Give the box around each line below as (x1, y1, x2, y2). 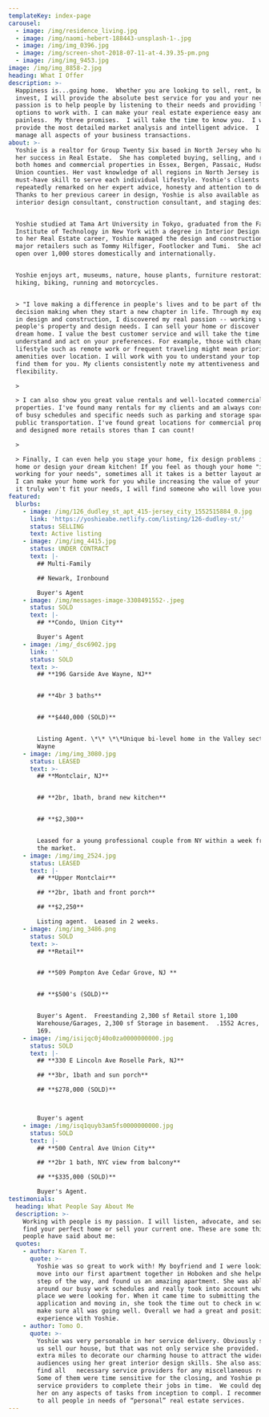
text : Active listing (29, 530, 102, 538)
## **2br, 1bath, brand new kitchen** (37, 794, 167, 802)
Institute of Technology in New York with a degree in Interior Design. (15, 227, 263, 235)
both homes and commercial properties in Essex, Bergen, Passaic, (15, 161, 242, 169)
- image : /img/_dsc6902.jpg (22, 640, 116, 649)
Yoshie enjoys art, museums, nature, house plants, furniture (15, 271, 227, 279)
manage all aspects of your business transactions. (15, 131, 192, 139)
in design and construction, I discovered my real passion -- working (15, 315, 256, 324)
